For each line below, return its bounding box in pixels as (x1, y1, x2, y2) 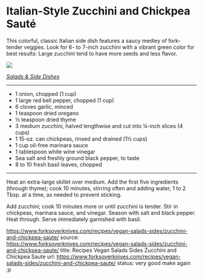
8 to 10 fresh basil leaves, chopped (14, 161, 103, 168)
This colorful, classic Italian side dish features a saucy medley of (6, 37, 167, 44)
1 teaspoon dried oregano (14, 109, 79, 117)
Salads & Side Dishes (6, 72, 60, 80)
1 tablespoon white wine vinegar (14, 148, 95, 155)
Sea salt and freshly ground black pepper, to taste (14, 154, 140, 161)
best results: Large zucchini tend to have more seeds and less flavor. (6, 50, 178, 57)
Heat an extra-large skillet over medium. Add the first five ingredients (6, 178, 179, 185)
